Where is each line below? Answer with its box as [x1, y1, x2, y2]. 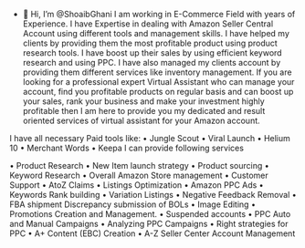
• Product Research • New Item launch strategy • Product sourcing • [9, 160, 269, 170]
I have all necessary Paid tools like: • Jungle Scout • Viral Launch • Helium [9, 133, 290, 143]
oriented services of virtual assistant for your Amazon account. [22, 115, 260, 126]
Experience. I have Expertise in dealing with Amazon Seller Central [22, 18, 274, 29]
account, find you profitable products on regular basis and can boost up [22, 87, 294, 97]
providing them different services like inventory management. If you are [22, 67, 292, 77]
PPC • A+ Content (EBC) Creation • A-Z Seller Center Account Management [9, 228, 296, 239]
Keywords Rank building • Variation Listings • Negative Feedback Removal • [9, 190, 297, 200]
